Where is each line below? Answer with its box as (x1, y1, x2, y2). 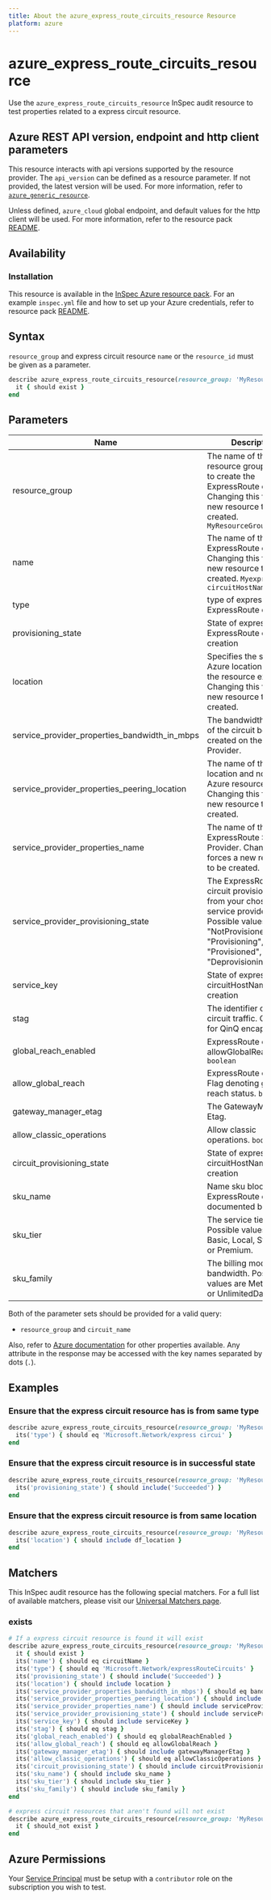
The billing (206, 1257, 248, 1269)
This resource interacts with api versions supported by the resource (8, 164, 234, 174)
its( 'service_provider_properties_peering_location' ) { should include (15, 1694, 262, 1703)
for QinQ (206, 1023, 240, 1034)
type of (206, 594, 235, 605)
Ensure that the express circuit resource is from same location (8, 1510, 257, 1521)
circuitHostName (206, 583, 269, 592)
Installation (8, 270, 54, 282)
